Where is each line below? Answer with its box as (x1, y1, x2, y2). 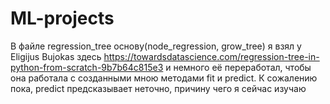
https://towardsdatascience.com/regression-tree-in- (103, 50, 320, 62)
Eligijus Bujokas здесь (10, 50, 102, 62)
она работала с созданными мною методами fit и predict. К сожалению (10, 72, 318, 84)
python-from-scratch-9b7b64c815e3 (10, 61, 164, 73)
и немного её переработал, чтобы (165, 61, 312, 73)
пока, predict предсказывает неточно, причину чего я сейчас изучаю (10, 82, 307, 94)
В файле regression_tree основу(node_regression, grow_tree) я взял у (10, 40, 302, 52)
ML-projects (10, 7, 115, 30)
